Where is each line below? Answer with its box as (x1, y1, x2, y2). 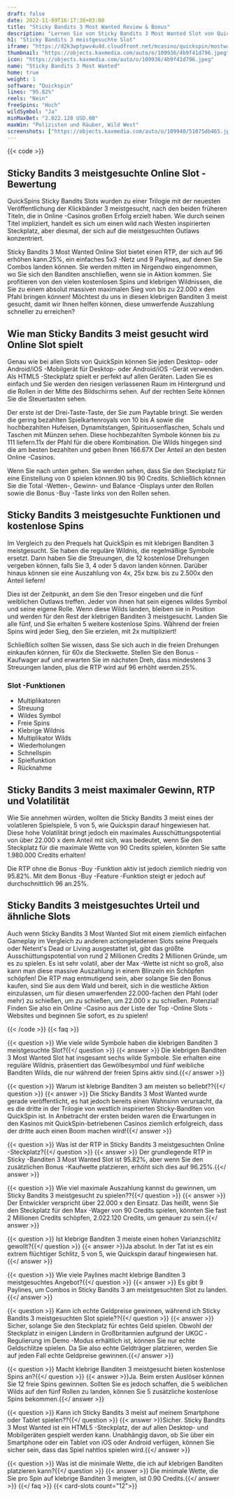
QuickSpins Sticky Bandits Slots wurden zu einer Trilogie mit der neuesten (7, 197, 221, 206)
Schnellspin (17, 749, 51, 757)
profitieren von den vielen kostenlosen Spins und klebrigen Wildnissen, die (7, 278, 222, 286)
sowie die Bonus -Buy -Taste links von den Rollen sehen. (7, 489, 171, 497)
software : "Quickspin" (7, 82, 73, 89)
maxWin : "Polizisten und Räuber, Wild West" (7, 121, 139, 128)
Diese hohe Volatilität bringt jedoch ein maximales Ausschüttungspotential (7, 828, 221, 837)
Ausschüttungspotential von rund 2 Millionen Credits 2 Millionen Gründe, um (7, 952, 227, 960)
